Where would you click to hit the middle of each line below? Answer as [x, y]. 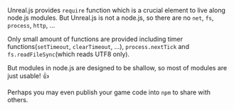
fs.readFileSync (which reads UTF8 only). [69, 54]
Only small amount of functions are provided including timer [95, 39]
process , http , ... [31, 25]
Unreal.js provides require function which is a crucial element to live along [117, 10]
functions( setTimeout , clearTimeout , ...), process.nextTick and [99, 46]
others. [18, 100]
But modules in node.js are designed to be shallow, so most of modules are [117, 68]
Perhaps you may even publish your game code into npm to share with [109, 92]
